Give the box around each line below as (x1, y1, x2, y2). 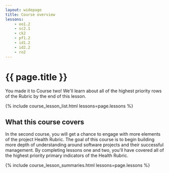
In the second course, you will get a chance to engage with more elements (5, 131, 161, 137)
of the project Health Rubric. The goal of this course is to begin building (5, 137, 155, 143)
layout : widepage (5, 7, 42, 13)
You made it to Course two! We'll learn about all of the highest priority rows (5, 88, 162, 94)
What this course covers (5, 118, 85, 126)
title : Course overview (5, 12, 56, 17)
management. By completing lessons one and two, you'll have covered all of (5, 147, 164, 153)
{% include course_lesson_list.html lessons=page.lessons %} (5, 103, 134, 109)
